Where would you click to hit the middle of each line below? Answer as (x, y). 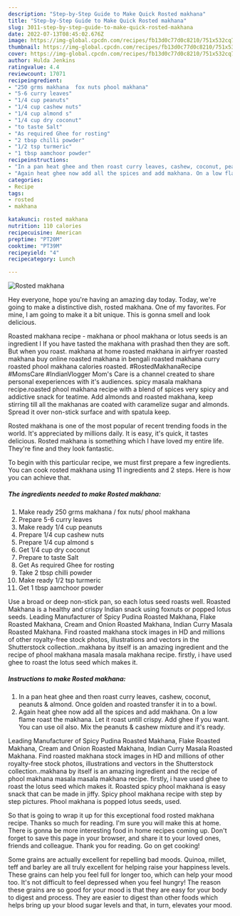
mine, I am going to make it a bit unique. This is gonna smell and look (109, 315)
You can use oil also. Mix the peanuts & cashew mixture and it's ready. (122, 727)
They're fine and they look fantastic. (61, 449)
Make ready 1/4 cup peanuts (60, 527)
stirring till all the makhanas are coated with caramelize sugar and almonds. (119, 405)
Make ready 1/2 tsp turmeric (60, 580)
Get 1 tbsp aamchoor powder (61, 588)
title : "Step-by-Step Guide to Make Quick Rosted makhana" (98, 21)
